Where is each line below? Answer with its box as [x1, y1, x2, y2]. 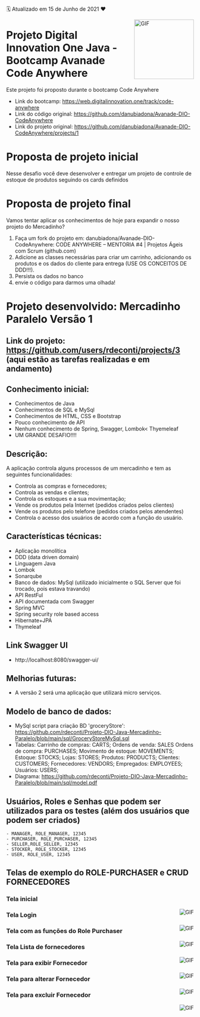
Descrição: [6, 449, 48, 459]
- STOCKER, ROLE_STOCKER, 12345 [6, 847, 86, 853]
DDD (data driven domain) [14, 553, 79, 560]
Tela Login [6, 911, 37, 919]
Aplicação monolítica [14, 547, 67, 554]
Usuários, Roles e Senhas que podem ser [6, 796, 161, 806]
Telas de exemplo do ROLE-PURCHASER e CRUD [6, 868, 189, 878]
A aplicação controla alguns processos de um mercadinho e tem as [6, 464, 171, 472]
